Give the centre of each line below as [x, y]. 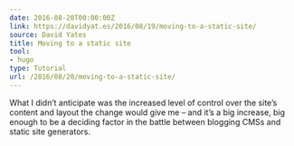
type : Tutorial [38, 69]
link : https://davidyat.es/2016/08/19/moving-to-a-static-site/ [133, 26]
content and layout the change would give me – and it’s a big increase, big [147, 112]
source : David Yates [48, 34]
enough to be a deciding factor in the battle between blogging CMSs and [145, 122]
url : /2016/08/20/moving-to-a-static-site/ [93, 77]
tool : [19, 52]
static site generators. [50, 131]
